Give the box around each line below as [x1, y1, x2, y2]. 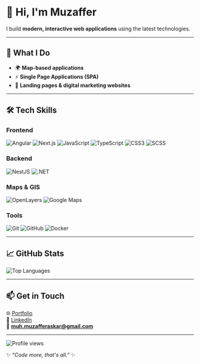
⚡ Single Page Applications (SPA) [14, 73, 99, 80]
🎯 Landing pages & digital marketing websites [14, 82, 131, 89]
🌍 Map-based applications [14, 64, 84, 71]
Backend [6, 154, 33, 163]
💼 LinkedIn [6, 316, 32, 323]
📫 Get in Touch [6, 291, 65, 301]
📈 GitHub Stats [6, 248, 64, 259]
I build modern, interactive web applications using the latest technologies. [6, 25, 190, 32]
